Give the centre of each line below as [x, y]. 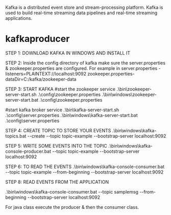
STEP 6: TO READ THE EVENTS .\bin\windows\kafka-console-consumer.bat [85, 166]
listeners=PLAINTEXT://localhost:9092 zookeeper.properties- [70, 74]
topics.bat [16, 136]
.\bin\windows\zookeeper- [129, 94]
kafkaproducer [38, 39]
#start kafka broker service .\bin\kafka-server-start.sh [62, 110]
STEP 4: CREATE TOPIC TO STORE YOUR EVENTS [58, 130]
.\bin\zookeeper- [134, 89]
